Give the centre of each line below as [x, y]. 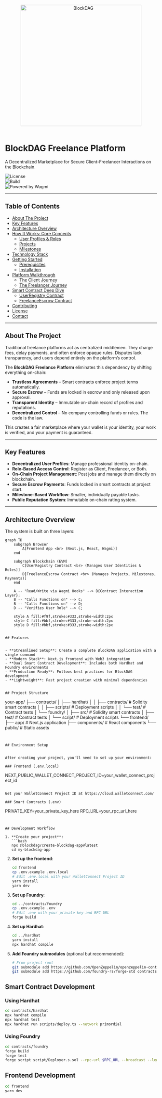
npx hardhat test [22, 1019]
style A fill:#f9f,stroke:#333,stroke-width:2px [63, 617]
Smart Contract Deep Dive [38, 290]
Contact [20, 316]
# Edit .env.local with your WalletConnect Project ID [68, 876]
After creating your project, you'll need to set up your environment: [78, 758]
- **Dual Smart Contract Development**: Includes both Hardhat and [74, 663]
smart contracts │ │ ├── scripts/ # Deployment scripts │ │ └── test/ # [75, 707]
